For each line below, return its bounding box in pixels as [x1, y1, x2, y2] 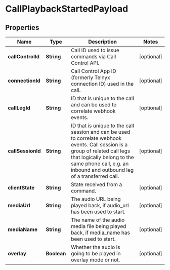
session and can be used [70, 129, 131, 135]
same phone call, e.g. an [70, 160, 129, 167]
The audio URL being [70, 196, 121, 203]
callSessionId [8, 147, 41, 155]
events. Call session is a [70, 141, 128, 148]
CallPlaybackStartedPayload [5, 3, 129, 15]
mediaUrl [8, 202, 30, 209]
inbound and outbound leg [70, 167, 134, 173]
